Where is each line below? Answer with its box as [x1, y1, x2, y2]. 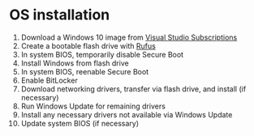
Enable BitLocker [20, 75, 78, 85]
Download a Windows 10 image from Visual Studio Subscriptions [20, 32, 238, 42]
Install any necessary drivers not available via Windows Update [20, 109, 233, 119]
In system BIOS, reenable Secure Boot [20, 66, 149, 76]
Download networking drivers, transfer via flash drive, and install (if [20, 83, 247, 94]
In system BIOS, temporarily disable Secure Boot [20, 49, 184, 59]
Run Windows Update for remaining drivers [20, 101, 166, 111]
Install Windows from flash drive [20, 58, 129, 68]
